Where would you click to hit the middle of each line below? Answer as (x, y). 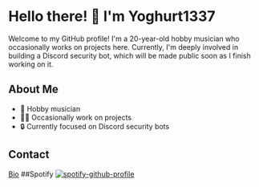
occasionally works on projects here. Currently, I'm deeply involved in (123, 47)
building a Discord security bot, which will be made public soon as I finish (129, 55)
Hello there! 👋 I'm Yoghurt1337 (112, 16)
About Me (33, 89)
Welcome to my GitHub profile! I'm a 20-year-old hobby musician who (124, 39)
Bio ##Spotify (31, 174)
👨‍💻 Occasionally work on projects (76, 117)
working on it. (31, 64)
